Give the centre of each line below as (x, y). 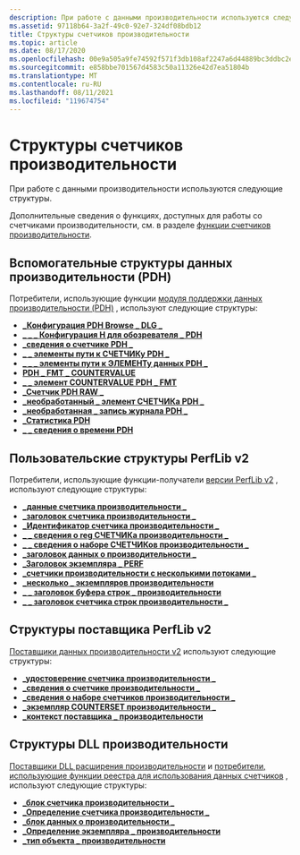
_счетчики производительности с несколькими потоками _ (139, 573)
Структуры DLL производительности (119, 744)
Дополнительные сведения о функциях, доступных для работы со (136, 216)
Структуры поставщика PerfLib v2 (110, 630)
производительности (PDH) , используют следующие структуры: (133, 308)
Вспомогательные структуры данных (121, 263)
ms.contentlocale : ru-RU (55, 84)
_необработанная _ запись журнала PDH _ (105, 411)
